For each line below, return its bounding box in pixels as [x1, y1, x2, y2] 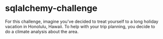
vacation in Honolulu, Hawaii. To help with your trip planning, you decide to [5, 23, 155, 29]
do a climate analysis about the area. [5, 29, 79, 34]
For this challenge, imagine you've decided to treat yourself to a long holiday [5, 19, 159, 24]
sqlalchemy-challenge [5, 3, 98, 14]
